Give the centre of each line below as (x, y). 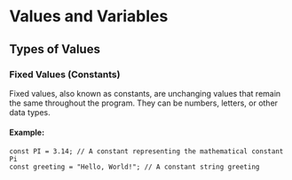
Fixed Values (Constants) (65, 74)
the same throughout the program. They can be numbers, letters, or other (143, 103)
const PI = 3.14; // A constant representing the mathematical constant (146, 152)
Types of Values (55, 49)
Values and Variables (89, 16)
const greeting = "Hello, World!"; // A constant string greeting (134, 167)
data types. (30, 112)
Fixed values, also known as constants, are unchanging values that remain (145, 93)
